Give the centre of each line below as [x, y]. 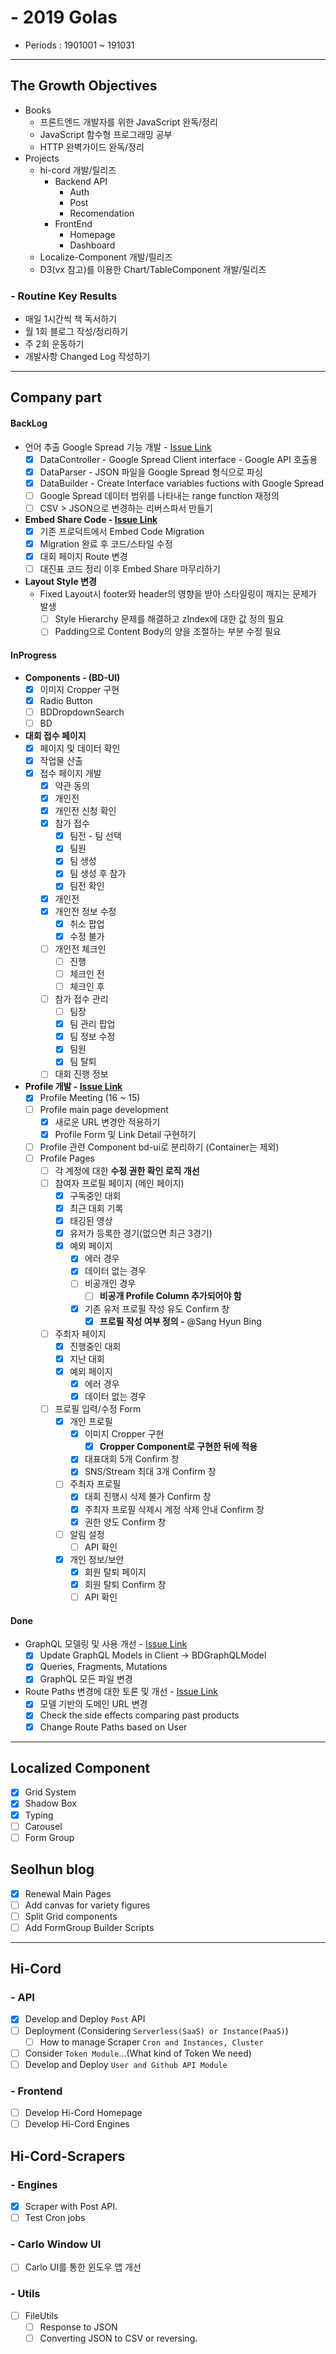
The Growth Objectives [84, 86]
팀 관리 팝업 [92, 1024]
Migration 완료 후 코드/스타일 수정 [106, 544]
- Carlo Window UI [56, 2244]
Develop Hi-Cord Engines [77, 2124]
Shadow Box [50, 1803]
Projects [42, 158]
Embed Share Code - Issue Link [91, 519]
